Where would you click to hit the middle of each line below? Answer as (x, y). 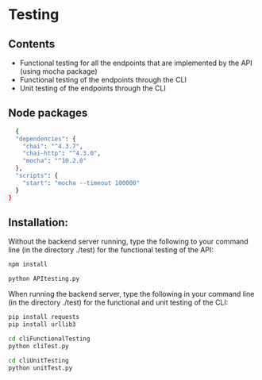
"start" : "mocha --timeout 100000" (81, 183)
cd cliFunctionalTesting (49, 339)
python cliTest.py (39, 346)
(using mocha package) (58, 71)
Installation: (39, 223)
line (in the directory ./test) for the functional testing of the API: (111, 250)
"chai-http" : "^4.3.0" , (62, 154)
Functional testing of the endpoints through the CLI (103, 80)
